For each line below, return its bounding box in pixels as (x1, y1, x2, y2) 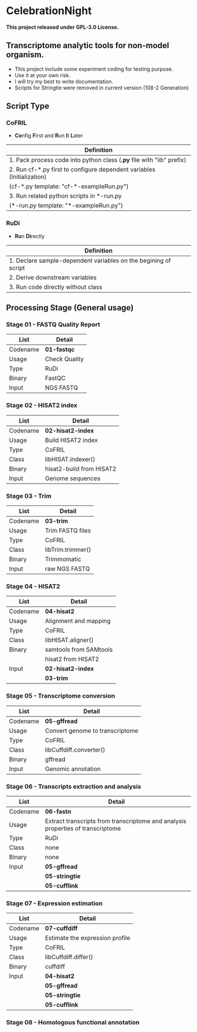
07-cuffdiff (45, 924, 78, 933)
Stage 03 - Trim (6, 492, 52, 500)
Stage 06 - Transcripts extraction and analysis (6, 782, 142, 790)
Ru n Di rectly (14, 232, 45, 239)
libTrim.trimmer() (45, 545, 91, 554)
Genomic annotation (45, 765, 101, 773)
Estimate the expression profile (45, 934, 131, 942)
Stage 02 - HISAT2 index (6, 401, 77, 410)
